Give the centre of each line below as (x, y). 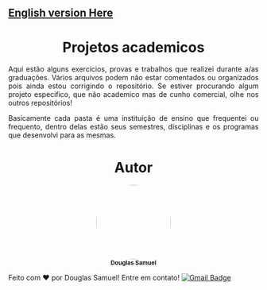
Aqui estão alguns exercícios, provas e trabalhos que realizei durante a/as (133, 69)
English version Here (61, 13)
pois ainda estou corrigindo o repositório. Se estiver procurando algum (133, 86)
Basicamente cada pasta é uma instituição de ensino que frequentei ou (133, 118)
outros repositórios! (41, 103)
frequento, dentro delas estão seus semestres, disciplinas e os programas (133, 127)
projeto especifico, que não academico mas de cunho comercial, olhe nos (133, 95)
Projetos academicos (133, 47)
